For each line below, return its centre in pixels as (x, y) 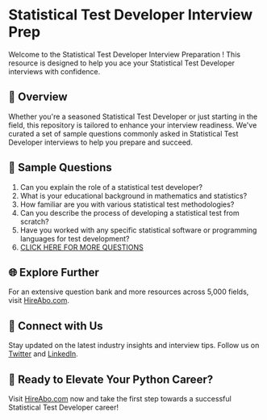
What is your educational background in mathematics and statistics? (133, 195)
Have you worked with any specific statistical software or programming (138, 230)
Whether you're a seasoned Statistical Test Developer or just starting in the (133, 116)
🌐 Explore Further (54, 272)
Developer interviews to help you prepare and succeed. (101, 142)
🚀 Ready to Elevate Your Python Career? (111, 379)
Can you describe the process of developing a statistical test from (129, 212)
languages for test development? (75, 238)
